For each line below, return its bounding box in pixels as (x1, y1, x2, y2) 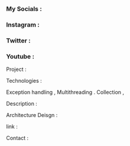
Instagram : (6, 20, 40, 28)
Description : (6, 100, 37, 108)
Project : (6, 66, 27, 73)
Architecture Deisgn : (6, 112, 58, 119)
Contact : (6, 135, 28, 142)
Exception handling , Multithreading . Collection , (6, 89, 125, 96)
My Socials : (6, 5, 43, 13)
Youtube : (6, 52, 34, 60)
